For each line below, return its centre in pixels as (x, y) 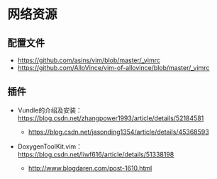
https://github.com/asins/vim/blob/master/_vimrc (89, 60)
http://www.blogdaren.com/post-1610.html (90, 168)
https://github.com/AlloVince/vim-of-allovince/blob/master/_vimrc (113, 68)
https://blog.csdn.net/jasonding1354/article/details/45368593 (118, 132)
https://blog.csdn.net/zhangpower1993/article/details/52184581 (111, 118)
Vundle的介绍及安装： (50, 110)
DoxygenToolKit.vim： (50, 146)
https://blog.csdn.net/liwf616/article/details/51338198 (96, 154)
